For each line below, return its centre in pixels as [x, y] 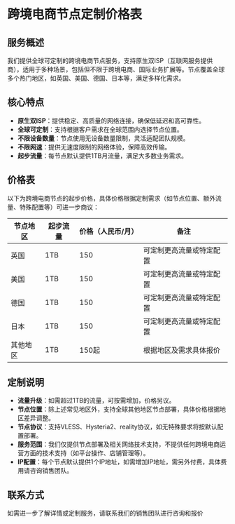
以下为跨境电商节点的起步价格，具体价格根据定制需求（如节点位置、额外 [111, 198]
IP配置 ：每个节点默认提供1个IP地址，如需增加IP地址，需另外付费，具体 [119, 462]
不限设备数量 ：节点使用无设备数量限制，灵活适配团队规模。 [103, 138]
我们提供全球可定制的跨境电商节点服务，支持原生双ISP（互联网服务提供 [110, 61]
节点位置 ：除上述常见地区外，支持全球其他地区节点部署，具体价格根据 [119, 409]
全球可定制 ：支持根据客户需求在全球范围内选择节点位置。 [100, 129]
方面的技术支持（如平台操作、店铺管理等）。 [86, 453]
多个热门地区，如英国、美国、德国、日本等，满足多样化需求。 [96, 78]
